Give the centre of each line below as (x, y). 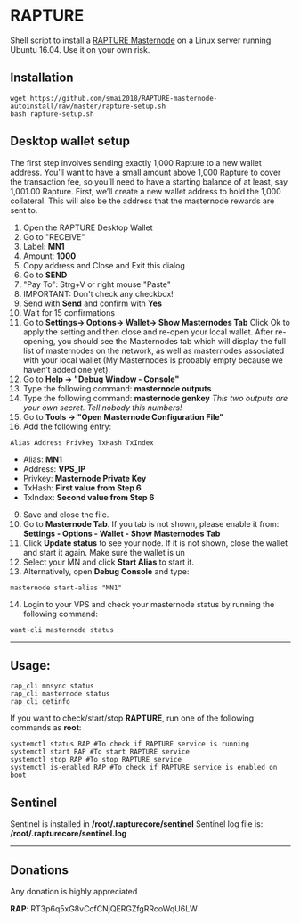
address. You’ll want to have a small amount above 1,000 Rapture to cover (146, 172)
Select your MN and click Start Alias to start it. (109, 562)
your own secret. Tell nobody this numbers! (102, 408)
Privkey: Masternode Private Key (85, 478)
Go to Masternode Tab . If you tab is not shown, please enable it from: (151, 523)
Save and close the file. (66, 515)
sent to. (24, 210)
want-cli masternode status (62, 630)
